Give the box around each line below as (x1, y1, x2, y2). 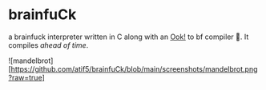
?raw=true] (8, 72, 46, 82)
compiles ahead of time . (8, 40, 89, 49)
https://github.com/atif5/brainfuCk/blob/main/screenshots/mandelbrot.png (10, 64, 258, 73)
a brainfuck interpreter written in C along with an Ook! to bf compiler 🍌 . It (8, 32, 249, 41)
